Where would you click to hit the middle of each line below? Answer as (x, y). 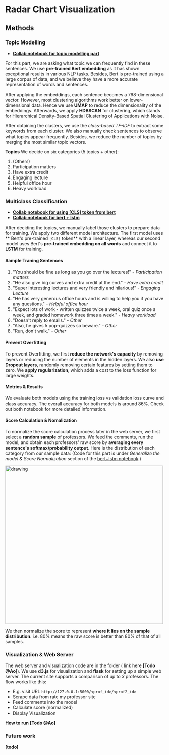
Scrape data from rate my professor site (54, 697)
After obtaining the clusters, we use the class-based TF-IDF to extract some (84, 125)
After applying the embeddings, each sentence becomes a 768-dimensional (84, 94)
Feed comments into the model (45, 702)
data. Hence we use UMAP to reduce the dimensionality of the (96, 105)
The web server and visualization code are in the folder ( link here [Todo (80, 665)
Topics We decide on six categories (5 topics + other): (62, 151)
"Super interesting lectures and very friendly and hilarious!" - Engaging (87, 288)
